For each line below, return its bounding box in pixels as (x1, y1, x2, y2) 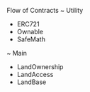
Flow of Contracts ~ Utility (6, 6, 84, 14)
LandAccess (16, 71, 54, 78)
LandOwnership (16, 63, 64, 71)
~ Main (6, 49, 28, 57)
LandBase (16, 78, 47, 86)
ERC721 (16, 20, 40, 28)
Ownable (16, 28, 44, 36)
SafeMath (16, 35, 45, 44)
